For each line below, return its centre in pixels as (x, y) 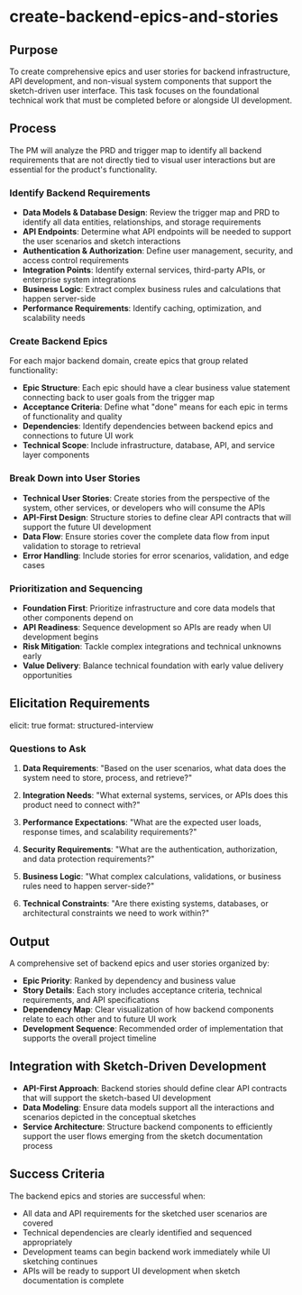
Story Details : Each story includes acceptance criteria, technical (142, 990)
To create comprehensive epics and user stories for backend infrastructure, (150, 71)
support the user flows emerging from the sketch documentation (142, 1136)
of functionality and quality (72, 417)
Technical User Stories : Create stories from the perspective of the (146, 498)
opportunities (47, 675)
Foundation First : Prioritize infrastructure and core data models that (149, 608)
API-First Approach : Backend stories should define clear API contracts (155, 1088)
